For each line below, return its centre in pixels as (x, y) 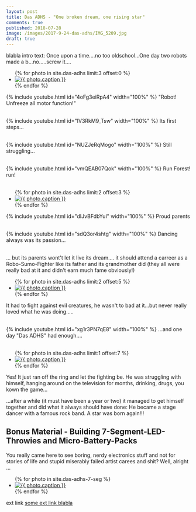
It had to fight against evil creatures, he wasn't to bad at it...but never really (97, 305)
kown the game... (27, 389)
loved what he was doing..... (40, 311)
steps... (15, 127)
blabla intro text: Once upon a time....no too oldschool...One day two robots (97, 55)
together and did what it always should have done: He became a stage (91, 407)
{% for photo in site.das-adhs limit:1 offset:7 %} (72, 353)
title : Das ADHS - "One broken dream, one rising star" (75, 17)
